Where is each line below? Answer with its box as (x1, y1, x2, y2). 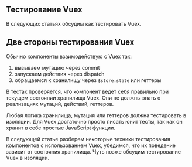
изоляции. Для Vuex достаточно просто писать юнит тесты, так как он (6, 118, 183, 125)
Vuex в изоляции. (6, 154, 50, 161)
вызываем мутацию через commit (14, 64, 101, 71)
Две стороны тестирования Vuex (6, 38, 135, 47)
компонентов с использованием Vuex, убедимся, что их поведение (6, 142, 176, 149)
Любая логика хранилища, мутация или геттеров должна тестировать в (6, 111, 186, 119)
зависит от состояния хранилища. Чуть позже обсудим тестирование (6, 148, 181, 155)
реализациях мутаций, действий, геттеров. (6, 100, 114, 107)
